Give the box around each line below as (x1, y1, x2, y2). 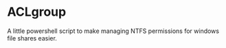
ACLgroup (7, 4, 67, 20)
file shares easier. (7, 34, 57, 42)
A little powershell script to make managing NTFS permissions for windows (7, 27, 220, 35)
